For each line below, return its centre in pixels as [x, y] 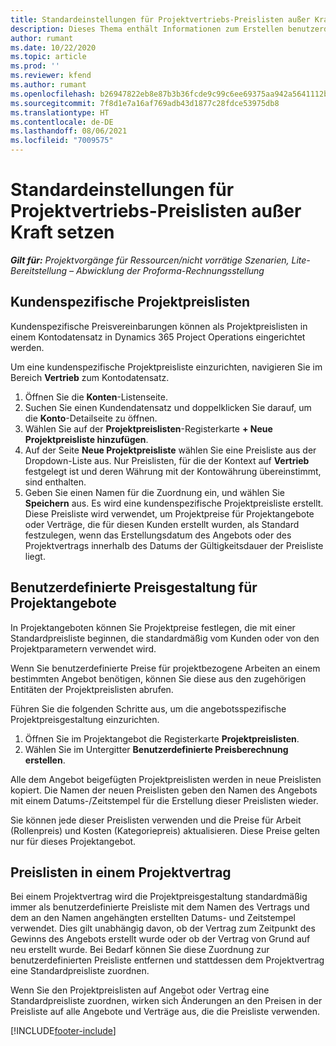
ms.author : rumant [48, 85]
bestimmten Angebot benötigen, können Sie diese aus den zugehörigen [158, 678]
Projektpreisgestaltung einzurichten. [85, 719]
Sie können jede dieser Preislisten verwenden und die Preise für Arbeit [156, 820]
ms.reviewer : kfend [51, 76]
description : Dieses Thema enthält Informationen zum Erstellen [147, 29]
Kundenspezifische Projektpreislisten [130, 302]
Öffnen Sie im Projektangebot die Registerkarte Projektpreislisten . [162, 738]
